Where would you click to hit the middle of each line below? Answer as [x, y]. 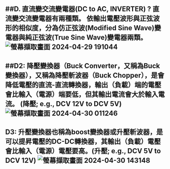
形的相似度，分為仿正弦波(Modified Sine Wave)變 [83, 28]
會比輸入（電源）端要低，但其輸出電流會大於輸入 [82, 94]
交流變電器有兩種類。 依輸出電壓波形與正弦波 [89, 18]
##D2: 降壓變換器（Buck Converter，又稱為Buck [83, 66]
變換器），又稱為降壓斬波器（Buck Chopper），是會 [85, 75]
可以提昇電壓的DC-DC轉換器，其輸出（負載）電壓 [83, 141]
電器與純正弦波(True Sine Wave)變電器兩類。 [76, 38]
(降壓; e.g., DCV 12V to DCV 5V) [71, 103]
